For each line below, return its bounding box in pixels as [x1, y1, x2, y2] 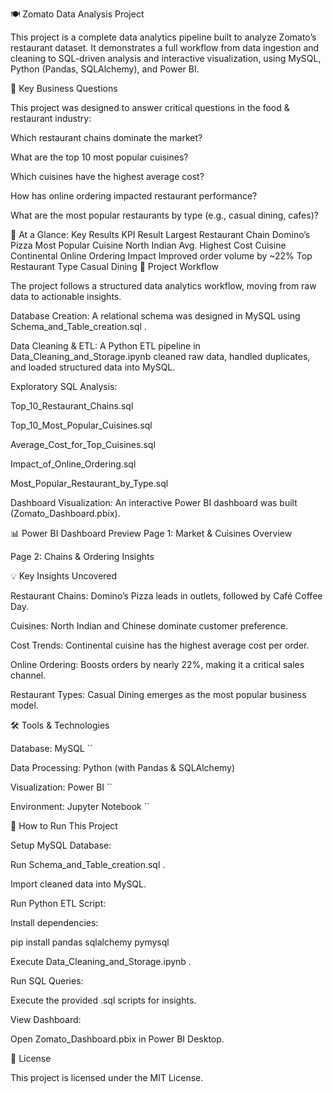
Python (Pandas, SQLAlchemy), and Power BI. [10, 63, 200, 75]
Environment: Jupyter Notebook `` [10, 801, 150, 812]
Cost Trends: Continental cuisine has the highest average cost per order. [10, 639, 310, 651]
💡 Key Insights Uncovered [10, 570, 118, 582]
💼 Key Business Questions [10, 83, 118, 94]
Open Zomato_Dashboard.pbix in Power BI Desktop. [10, 1033, 225, 1045]
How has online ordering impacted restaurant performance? [10, 190, 258, 202]
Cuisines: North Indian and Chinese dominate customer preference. [10, 620, 289, 632]
